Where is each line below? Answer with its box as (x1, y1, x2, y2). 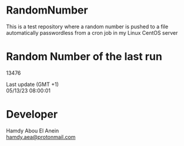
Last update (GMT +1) (6, 81, 59, 88)
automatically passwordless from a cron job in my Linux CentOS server (6, 29, 178, 36)
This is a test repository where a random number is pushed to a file (6, 23, 169, 30)
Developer (6, 108, 58, 121)
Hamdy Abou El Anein (6, 127, 59, 134)
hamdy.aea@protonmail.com (6, 133, 76, 140)
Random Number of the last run (6, 50, 163, 64)
